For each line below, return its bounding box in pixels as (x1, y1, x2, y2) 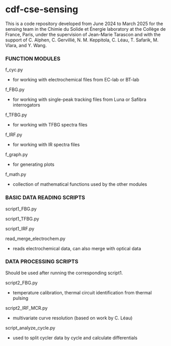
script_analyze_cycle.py (5, 325, 56, 331)
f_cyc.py (5, 67, 23, 73)
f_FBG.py (5, 86, 25, 93)
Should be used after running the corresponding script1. (5, 270, 123, 276)
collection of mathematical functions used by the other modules (12, 181, 147, 187)
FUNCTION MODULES (5, 55, 61, 62)
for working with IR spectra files (12, 142, 80, 148)
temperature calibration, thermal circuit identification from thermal (12, 289, 152, 295)
